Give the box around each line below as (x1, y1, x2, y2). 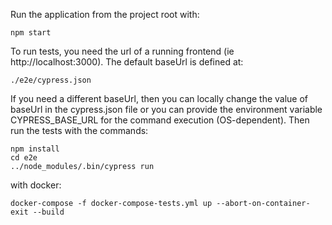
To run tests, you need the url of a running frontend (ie (10, 45, 235, 57)
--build (32, 207, 65, 217)
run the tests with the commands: (10, 125, 149, 136)
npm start (10, 28, 52, 38)
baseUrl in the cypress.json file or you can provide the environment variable (10, 104, 323, 115)
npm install (10, 144, 60, 154)
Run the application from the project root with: (10, 9, 200, 20)
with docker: (10, 179, 62, 191)
